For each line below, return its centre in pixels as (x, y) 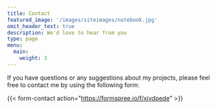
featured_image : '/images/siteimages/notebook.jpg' (82, 20)
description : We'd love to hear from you (67, 33)
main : (21, 52)
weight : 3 (34, 58)
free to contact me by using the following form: (73, 85)
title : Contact (29, 13)
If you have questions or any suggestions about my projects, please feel (108, 77)
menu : (15, 45)
